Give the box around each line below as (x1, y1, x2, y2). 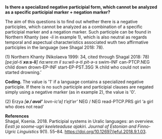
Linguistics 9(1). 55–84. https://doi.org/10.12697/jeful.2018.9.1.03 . (17, 129, 147, 134)
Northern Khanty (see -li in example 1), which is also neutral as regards (5, 34, 147, 40)
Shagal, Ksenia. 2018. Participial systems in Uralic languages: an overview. (5, 119, 154, 124)
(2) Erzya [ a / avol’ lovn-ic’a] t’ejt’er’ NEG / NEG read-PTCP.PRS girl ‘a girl (5, 99, 154, 104)
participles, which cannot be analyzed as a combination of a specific (5, 24, 143, 30)
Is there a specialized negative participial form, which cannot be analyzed (5, 4, 157, 10)
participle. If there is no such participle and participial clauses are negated (5, 84, 154, 89)
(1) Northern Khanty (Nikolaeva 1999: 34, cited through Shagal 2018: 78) (5, 54, 149, 60)
